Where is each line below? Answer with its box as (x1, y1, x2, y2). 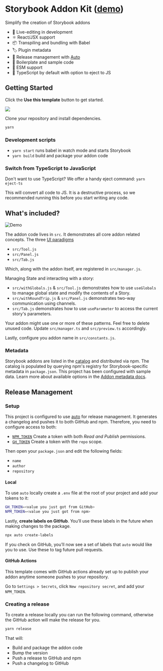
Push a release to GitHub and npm (12, 655, 81, 661)
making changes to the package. (5, 523, 71, 529)
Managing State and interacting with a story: (5, 275, 94, 281)
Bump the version (12, 650, 48, 656)
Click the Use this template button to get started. (5, 97, 104, 103)
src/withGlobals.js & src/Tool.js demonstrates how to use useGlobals (12, 285, 156, 291)
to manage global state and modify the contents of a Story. (12, 290, 131, 296)
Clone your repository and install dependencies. (5, 115, 102, 121)
